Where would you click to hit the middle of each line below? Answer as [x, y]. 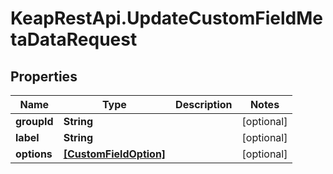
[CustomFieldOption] [115, 154]
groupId [34, 121]
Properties [44, 76]
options [34, 154]
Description [204, 104]
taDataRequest [74, 39]
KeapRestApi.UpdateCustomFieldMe [166, 18]
